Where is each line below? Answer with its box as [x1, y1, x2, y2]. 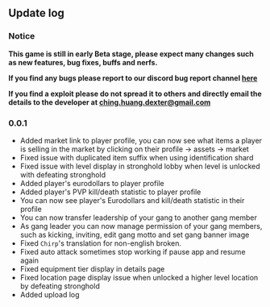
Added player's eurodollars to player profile [19, 178, 165, 188]
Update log [8, 6, 64, 20]
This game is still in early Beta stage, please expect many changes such [8, 48, 254, 59]
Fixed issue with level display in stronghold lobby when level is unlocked [19, 161, 260, 171]
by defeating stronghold [19, 281, 101, 291]
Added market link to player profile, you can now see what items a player [19, 135, 263, 145]
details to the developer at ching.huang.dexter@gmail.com [8, 97, 211, 107]
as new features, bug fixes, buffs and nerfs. [8, 57, 158, 67]
